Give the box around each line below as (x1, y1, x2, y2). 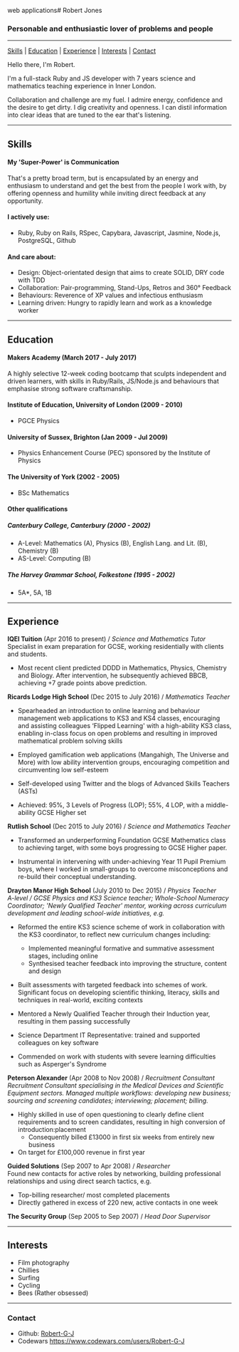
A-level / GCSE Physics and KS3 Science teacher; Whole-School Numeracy (7, 893, 229, 902)
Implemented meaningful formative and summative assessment (28, 944, 215, 952)
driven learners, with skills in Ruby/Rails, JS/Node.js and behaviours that (7, 377, 219, 385)
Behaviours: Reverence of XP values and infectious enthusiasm (17, 291, 203, 300)
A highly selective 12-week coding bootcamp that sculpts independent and (7, 369, 226, 378)
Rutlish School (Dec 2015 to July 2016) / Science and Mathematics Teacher (7, 822, 230, 831)
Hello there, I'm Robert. (7, 61, 76, 69)
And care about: (7, 252, 56, 261)
